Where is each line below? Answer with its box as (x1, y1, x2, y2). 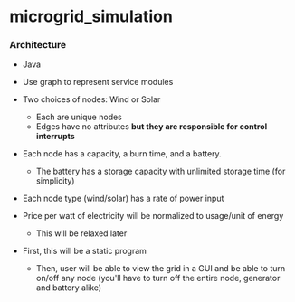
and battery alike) (35, 282, 102, 293)
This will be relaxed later (35, 228, 128, 239)
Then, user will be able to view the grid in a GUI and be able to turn (35, 263, 286, 274)
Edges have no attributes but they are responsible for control (35, 121, 268, 132)
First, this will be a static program (22, 246, 147, 257)
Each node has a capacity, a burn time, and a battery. (22, 148, 222, 159)
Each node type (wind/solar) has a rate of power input (22, 193, 224, 204)
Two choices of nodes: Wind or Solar (22, 94, 161, 105)
